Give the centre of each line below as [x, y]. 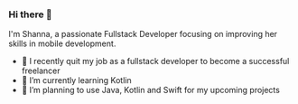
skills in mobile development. [62, 43]
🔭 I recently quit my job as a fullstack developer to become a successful [155, 61]
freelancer [41, 71]
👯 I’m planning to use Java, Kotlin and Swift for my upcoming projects [151, 90]
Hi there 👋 [31, 14]
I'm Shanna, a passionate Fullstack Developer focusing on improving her [143, 34]
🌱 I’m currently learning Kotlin [76, 80]
